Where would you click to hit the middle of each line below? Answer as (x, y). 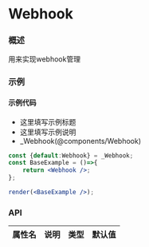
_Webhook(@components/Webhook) (80, 141)
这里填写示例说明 (48, 132)
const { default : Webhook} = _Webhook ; (71, 155)
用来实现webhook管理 (45, 59)
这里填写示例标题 (48, 122)
